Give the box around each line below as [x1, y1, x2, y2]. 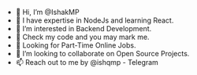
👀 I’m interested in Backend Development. [15, 24, 152, 33]
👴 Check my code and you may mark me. [15, 32, 150, 41]
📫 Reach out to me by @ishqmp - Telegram [15, 58, 159, 66]
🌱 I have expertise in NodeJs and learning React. [15, 16, 174, 25]
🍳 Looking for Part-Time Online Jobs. [15, 41, 136, 50]
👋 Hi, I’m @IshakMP [15, 8, 80, 16]
